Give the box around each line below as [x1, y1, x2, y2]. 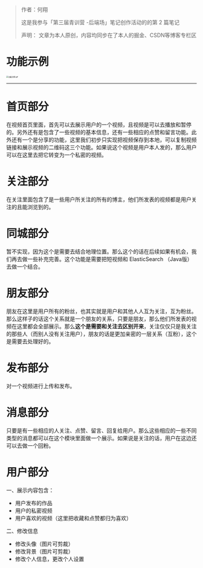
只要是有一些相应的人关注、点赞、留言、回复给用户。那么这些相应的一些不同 [6, 427, 197, 434]
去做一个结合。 [6, 263, 43, 270]
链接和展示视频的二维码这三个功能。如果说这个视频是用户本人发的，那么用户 [6, 143, 197, 150]
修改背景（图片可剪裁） [14, 547, 74, 555]
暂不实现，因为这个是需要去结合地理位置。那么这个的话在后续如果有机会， [6, 248, 192, 255]
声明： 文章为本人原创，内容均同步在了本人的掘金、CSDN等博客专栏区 [21, 31, 197, 39]
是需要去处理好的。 [6, 338, 54, 345]
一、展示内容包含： [6, 486, 54, 494]
